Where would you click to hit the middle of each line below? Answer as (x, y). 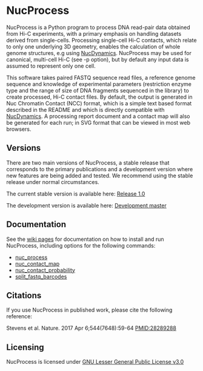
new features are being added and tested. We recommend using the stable (100, 176)
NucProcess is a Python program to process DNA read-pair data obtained (98, 27)
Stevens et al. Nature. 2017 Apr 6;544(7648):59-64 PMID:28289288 (92, 328)
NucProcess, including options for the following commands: (81, 245)
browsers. (19, 129)
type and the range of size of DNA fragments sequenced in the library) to (98, 90)
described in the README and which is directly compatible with (85, 110)
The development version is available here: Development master (86, 205)
